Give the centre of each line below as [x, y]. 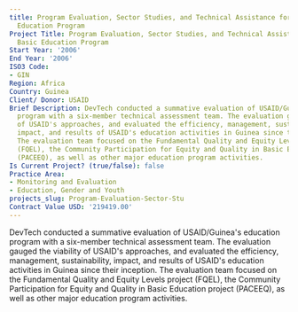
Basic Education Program [63, 42]
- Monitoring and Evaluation [63, 183]
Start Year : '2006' [45, 51]
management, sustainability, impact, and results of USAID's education [137, 260]
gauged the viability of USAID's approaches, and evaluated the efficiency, [144, 251]
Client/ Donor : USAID [49, 100]
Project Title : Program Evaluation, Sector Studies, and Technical [137, 34]
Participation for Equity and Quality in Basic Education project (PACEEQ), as [147, 288]
